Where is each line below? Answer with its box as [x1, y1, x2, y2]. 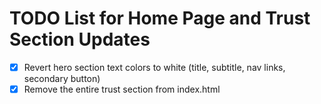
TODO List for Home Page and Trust [9, 7, 311, 30]
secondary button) [23, 73, 101, 84]
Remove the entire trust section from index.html [23, 83, 221, 95]
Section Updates [9, 28, 151, 51]
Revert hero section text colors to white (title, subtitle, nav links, [23, 61, 286, 73]
